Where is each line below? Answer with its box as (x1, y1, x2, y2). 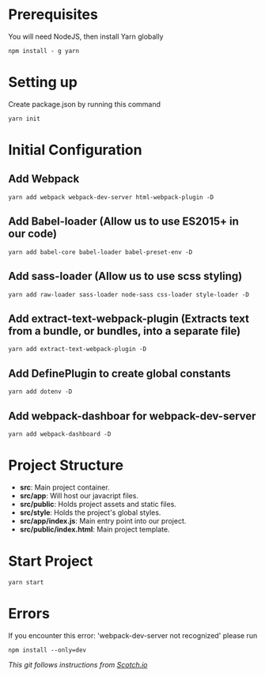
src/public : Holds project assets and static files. (19, 499, 176, 509)
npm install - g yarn (8, 47, 80, 55)
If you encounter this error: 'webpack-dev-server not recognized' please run (8, 630, 258, 640)
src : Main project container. (19, 482, 110, 492)
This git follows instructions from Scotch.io (8, 660, 148, 669)
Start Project (8, 552, 93, 570)
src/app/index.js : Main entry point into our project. (19, 516, 187, 525)
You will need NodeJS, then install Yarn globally (8, 32, 164, 41)
